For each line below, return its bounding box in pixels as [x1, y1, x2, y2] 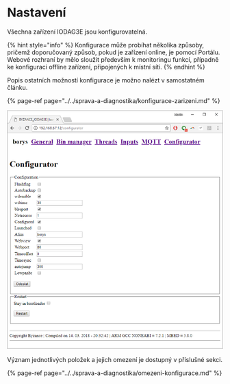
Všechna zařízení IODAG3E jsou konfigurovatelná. [7, 27, 148, 36]
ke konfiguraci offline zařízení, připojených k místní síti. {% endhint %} [7, 63, 205, 71]
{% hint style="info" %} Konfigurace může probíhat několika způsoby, [7, 41, 204, 49]
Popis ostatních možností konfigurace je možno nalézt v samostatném [7, 76, 205, 84]
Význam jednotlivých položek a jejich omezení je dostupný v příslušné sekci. [7, 356, 223, 364]
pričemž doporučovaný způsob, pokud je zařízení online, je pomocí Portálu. [7, 48, 220, 56]
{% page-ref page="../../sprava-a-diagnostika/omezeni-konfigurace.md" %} [7, 369, 222, 377]
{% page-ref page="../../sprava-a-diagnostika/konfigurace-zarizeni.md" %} [7, 96, 220, 104]
